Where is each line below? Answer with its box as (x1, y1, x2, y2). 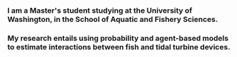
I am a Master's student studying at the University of (7, 6, 193, 15)
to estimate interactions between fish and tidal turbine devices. (7, 42, 231, 51)
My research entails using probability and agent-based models (7, 33, 229, 43)
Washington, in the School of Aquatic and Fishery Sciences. (7, 14, 219, 24)
